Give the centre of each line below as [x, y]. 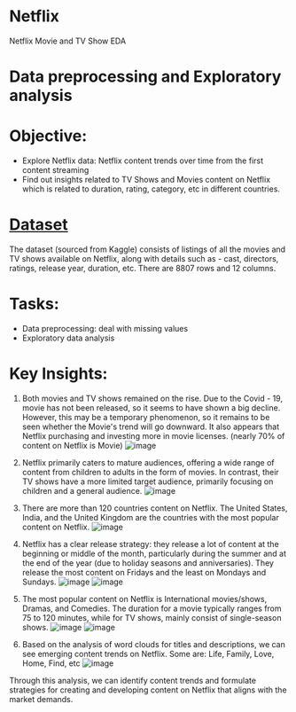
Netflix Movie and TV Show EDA [68, 41]
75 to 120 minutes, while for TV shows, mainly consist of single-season [152, 617]
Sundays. [39, 582]
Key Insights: [58, 374]
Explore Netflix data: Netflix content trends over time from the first [143, 160]
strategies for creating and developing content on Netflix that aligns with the [148, 690]
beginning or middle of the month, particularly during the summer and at [154, 553]
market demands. [41, 699]
